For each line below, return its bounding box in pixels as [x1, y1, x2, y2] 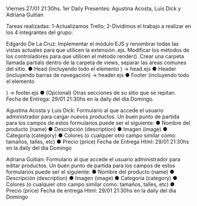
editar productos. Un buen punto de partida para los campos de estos [6, 162, 175, 169]
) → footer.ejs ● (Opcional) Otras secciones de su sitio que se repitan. [6, 89, 176, 96]
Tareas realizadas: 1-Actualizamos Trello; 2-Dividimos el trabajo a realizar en [6, 23, 192, 29]
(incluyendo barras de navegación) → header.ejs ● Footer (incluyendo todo [6, 72, 189, 78]
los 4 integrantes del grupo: [6, 29, 74, 36]
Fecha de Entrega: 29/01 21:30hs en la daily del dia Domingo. [6, 95, 154, 102]
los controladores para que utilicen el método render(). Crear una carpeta [6, 53, 184, 59]
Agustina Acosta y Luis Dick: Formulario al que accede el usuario [6, 107, 163, 114]
